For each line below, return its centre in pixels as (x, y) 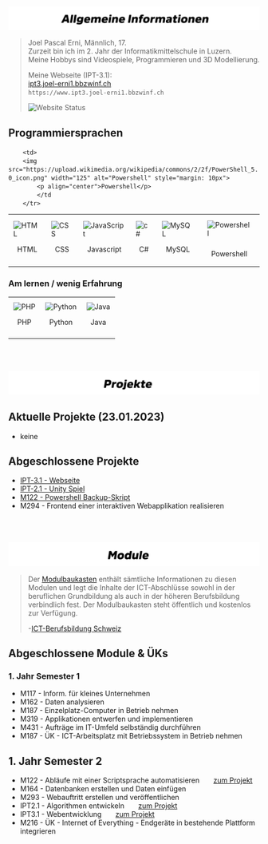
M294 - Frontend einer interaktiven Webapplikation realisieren (122, 506)
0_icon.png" (28, 178)
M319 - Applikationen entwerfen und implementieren (106, 719)
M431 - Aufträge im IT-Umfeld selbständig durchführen (110, 727)
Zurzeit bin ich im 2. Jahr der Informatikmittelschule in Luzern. (130, 51)
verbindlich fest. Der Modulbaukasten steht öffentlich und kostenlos (139, 604)
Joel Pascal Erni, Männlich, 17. (77, 43)
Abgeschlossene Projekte (74, 462)
